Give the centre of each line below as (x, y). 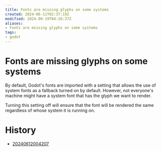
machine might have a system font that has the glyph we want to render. (78, 96)
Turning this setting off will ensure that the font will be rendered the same (80, 105)
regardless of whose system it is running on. (50, 110)
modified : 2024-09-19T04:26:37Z (38, 19)
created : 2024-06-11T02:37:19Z (37, 14)
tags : (11, 32)
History (21, 130)
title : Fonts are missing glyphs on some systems (57, 10)
